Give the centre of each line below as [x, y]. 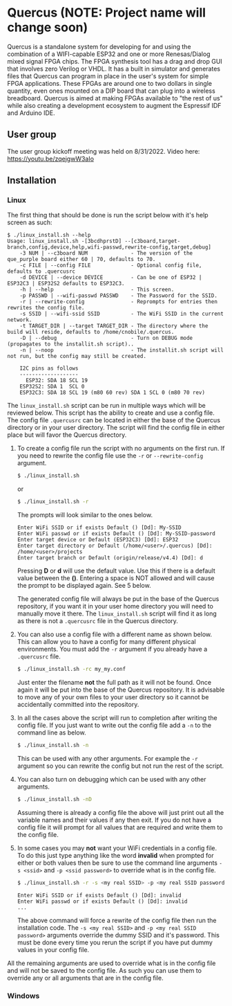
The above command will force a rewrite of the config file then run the [117, 920]
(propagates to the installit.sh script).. [71, 344]
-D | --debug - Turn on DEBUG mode [106, 338]
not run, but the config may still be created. [77, 357]
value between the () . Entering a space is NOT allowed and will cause [116, 578]
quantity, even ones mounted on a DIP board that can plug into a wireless [111, 91]
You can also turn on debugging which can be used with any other [112, 779]
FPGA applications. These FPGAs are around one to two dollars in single [110, 83]
